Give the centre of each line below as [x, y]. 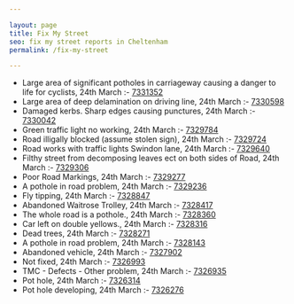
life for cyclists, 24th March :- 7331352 [93, 92]
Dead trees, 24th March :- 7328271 [86, 234]
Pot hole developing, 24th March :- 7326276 [103, 290]
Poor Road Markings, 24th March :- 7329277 [104, 177]
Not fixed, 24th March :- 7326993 [84, 261]
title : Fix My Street [49, 33]
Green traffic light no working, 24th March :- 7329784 [120, 130]
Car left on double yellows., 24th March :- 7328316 [115, 224]
